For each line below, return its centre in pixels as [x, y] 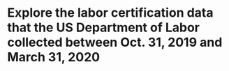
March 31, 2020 [53, 57]
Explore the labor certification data [110, 13]
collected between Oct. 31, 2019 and [115, 42]
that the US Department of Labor [104, 27]
